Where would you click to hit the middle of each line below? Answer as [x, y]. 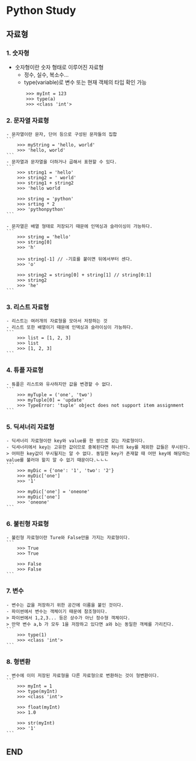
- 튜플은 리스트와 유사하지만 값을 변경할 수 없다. [60, 384]
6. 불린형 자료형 [28, 523]
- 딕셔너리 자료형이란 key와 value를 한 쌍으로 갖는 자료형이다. [76, 441]
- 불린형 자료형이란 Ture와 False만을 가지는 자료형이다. [68, 538]
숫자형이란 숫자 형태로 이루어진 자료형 [59, 67]
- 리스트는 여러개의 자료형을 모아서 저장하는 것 [57, 321]
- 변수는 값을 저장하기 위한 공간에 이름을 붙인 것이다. [65, 605]
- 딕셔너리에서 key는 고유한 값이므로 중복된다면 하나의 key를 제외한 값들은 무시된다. [98, 447]
